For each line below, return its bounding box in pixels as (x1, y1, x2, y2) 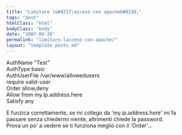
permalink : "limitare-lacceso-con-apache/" (6, 37, 118, 43)
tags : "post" (6, 14, 39, 20)
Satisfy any (6, 97, 34, 104)
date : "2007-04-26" (6, 31, 56, 37)
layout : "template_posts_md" (6, 43, 80, 49)
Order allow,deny (6, 84, 49, 92)
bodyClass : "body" (6, 25, 53, 32)
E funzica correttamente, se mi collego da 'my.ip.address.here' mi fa (6, 109, 177, 116)
